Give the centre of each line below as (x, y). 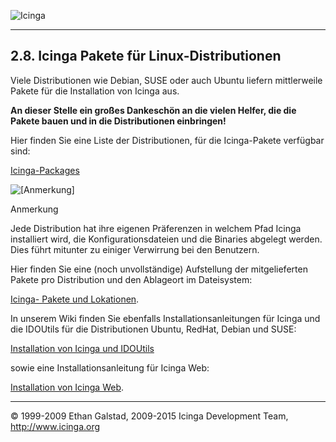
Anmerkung (34, 209)
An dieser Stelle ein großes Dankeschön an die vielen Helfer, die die (153, 110)
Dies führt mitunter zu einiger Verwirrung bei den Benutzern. (135, 249)
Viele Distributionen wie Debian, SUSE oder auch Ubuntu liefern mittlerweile (166, 80)
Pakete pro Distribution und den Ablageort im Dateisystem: (131, 279)
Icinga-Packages (45, 170)
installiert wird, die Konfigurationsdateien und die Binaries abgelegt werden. (166, 239)
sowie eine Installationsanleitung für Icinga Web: (110, 367)
